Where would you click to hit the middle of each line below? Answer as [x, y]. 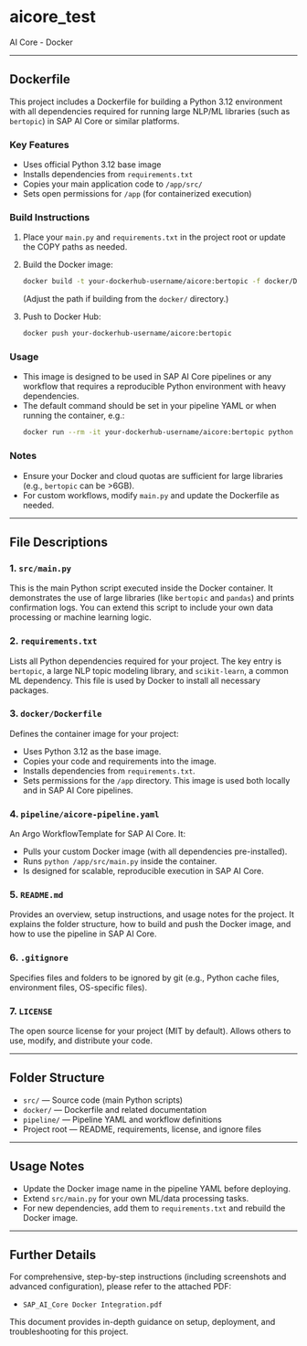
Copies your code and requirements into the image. [119, 761]
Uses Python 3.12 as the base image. [92, 751]
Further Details [53, 1255]
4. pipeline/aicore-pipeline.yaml [85, 814]
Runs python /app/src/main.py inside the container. [120, 861]
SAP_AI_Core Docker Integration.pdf [92, 1305]
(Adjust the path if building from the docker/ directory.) [126, 299]
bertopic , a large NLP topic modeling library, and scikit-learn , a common [149, 670]
